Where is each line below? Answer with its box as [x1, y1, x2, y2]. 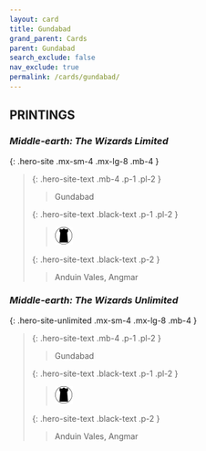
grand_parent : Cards [9, 34, 88, 43]
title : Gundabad [9, 24, 71, 34]
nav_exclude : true [9, 63, 79, 72]
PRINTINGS [9, 108, 76, 123]
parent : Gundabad [9, 44, 76, 53]
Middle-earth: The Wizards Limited [9, 135, 169, 148]
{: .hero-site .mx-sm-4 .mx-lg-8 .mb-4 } [9, 155, 160, 166]
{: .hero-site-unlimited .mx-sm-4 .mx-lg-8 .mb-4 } [9, 315, 198, 326]
